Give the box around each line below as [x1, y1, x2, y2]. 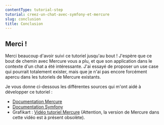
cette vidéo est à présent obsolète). [12, 115, 85, 121]
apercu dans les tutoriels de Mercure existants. [5, 74, 101, 80]
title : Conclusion [5, 21, 43, 26]
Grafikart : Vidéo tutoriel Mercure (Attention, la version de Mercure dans [12, 109, 160, 115]
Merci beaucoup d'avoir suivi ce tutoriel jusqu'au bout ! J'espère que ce [5, 53, 152, 59]
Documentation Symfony [12, 104, 63, 110]
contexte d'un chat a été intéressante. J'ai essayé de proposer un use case [5, 63, 159, 70]
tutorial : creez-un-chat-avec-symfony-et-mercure [5, 12, 110, 17]
